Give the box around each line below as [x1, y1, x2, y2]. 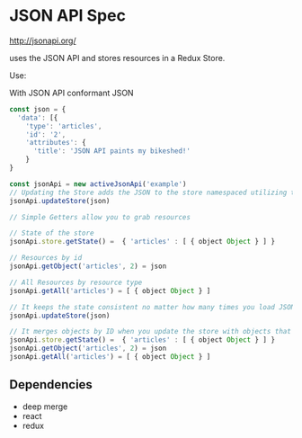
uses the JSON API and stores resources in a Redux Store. [9, 52, 226, 63]
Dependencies [9, 377, 93, 392]
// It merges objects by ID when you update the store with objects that [9, 327, 292, 336]
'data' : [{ [17, 113, 58, 122]
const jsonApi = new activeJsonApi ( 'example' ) [9, 179, 187, 189]
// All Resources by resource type [9, 278, 143, 287]
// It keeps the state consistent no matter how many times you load [9, 302, 276, 311]
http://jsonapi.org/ [9, 35, 76, 46]
